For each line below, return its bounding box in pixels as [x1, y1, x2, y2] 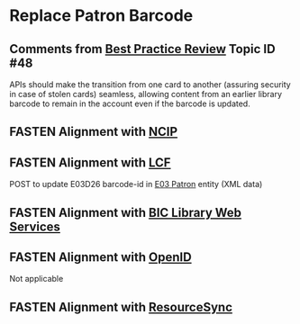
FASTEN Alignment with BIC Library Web [9, 204, 241, 220]
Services [9, 219, 61, 234]
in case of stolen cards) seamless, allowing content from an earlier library [9, 89, 282, 99]
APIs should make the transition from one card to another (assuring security [9, 79, 291, 90]
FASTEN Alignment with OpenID [9, 249, 192, 265]
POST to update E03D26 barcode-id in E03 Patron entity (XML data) [9, 179, 263, 190]
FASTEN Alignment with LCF [9, 155, 171, 170]
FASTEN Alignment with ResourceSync [9, 299, 232, 315]
